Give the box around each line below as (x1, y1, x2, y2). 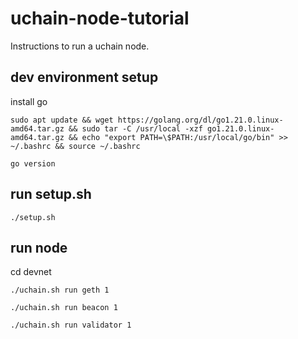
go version (10, 158, 56, 169)
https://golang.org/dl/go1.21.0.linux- (117, 115, 284, 125)
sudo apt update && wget (10, 115, 114, 125)
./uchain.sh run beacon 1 (10, 303, 118, 313)
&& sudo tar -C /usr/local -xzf (68, 123, 203, 134)
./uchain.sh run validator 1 (10, 320, 132, 331)
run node (10, 239, 68, 256)
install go (10, 95, 48, 107)
